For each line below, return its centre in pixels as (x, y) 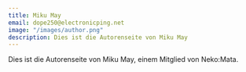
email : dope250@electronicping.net (66, 23)
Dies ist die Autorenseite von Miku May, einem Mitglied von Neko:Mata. (123, 59)
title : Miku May (35, 15)
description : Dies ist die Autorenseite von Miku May (98, 37)
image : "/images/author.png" (56, 30)
